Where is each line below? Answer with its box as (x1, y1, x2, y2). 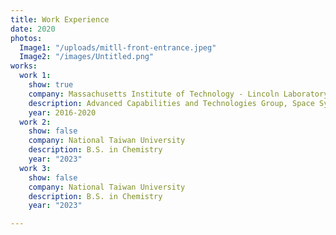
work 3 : (19, 163, 52, 173)
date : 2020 (10, 24, 56, 34)
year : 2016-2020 (28, 107, 97, 118)
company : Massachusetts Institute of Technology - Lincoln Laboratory (28, 89, 329, 99)
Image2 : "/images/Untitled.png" (19, 52, 155, 62)
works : (10, 61, 38, 71)
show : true (28, 80, 74, 90)
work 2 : (19, 117, 52, 127)
